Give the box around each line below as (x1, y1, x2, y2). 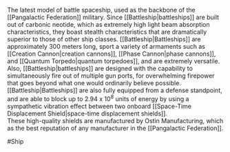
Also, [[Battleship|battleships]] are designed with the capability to (7, 65, 193, 72)
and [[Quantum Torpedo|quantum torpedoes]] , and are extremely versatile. (7, 57, 220, 65)
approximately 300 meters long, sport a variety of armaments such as (7, 43, 205, 50)
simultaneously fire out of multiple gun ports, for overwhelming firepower (7, 72, 215, 80)
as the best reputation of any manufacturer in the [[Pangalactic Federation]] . (7, 124, 224, 132)
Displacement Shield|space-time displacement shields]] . (7, 109, 167, 118)
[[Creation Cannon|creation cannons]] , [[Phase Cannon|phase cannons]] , (7, 50, 216, 58)
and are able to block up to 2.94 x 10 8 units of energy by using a (7, 94, 189, 102)
